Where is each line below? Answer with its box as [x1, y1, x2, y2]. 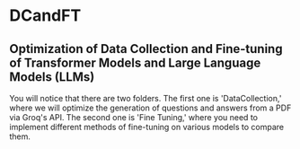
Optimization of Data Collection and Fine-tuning [9, 41, 283, 57]
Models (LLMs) [9, 69, 95, 84]
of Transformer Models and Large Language [9, 55, 261, 70]
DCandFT [9, 5, 82, 26]
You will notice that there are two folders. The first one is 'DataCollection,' [9, 93, 282, 103]
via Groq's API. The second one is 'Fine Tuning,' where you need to [9, 112, 259, 122]
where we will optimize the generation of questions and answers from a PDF [9, 102, 292, 113]
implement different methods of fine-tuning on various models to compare [9, 122, 285, 132]
